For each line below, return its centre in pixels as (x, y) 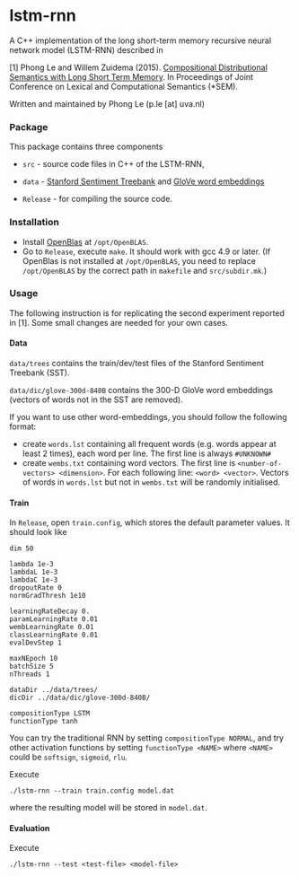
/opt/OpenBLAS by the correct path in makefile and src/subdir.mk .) (145, 270)
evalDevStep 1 (36, 643)
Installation (35, 223)
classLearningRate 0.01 (54, 635)
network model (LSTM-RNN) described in (86, 49)
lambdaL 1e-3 (34, 572)
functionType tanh (44, 722)
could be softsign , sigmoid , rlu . (69, 757)
